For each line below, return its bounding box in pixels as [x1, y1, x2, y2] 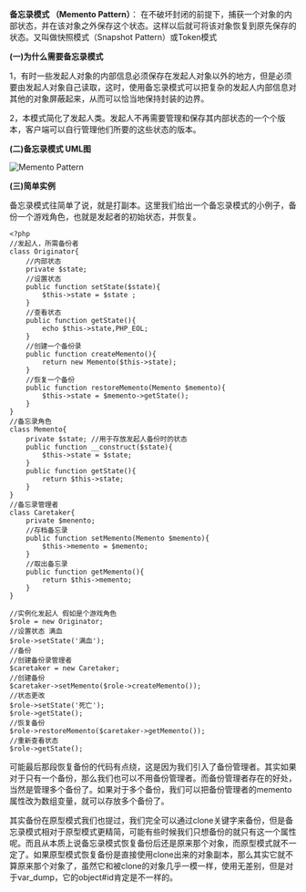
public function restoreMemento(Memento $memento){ [25, 383, 226, 392]
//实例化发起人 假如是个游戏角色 [9, 609, 117, 618]
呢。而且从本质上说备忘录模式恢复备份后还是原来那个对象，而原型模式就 [9, 838, 280, 848]
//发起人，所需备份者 [9, 239, 79, 248]
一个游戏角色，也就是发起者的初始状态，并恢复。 [16, 212, 201, 222]
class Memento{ [9, 425, 67, 434]
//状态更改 [9, 691, 46, 700]
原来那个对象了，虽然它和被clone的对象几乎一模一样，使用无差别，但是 [16, 861, 286, 871]
